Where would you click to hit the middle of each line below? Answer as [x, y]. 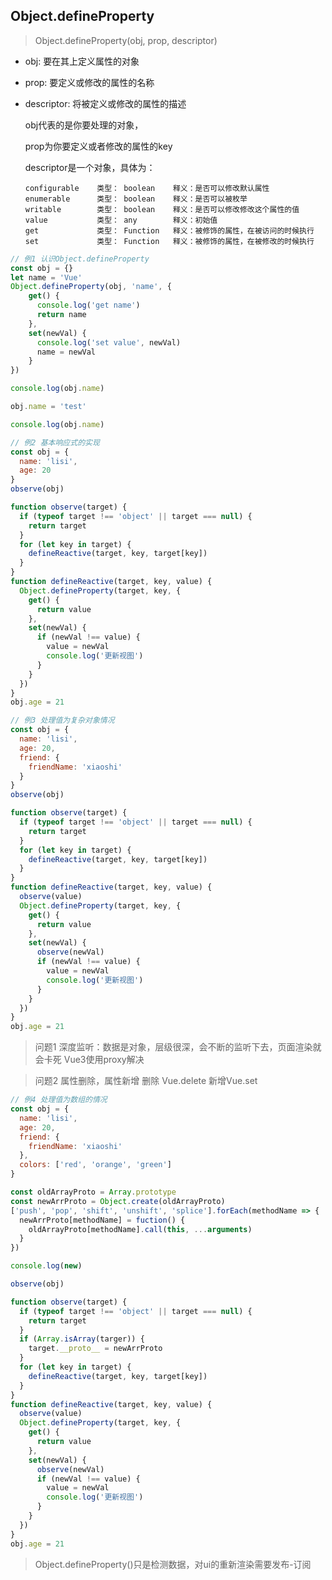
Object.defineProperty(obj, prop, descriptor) [126, 40]
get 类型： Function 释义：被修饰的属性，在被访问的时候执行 [169, 230]
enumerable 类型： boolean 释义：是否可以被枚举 [136, 199]
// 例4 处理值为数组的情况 [59, 1100]
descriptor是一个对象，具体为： [90, 167]
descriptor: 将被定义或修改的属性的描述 [105, 103]
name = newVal [66, 352]
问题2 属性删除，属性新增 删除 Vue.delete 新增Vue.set [146, 1081]
